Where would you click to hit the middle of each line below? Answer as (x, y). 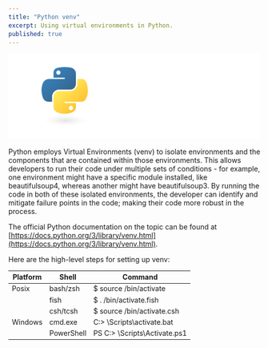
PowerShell (68, 334)
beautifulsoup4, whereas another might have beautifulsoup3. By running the (134, 185)
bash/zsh (64, 289)
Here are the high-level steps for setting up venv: (89, 259)
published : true (35, 34)
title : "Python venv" (44, 17)
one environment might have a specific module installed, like (108, 177)
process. (23, 211)
